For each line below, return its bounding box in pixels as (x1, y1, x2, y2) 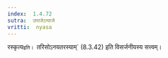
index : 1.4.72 (7, 10, 52, 18)
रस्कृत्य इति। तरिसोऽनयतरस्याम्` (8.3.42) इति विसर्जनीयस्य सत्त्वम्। (7, 43, 162, 52)
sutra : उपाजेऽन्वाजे (7, 17, 55, 24)
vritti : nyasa (7, 23, 52, 30)
